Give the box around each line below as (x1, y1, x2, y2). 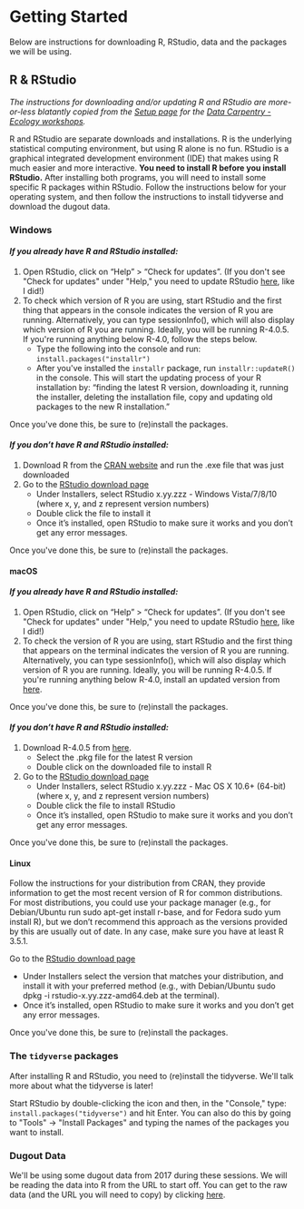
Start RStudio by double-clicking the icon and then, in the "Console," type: (9, 1097, 288, 1108)
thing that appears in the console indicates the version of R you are (22, 304, 274, 315)
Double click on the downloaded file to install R (35, 762, 211, 772)
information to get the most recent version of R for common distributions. (9, 888, 283, 899)
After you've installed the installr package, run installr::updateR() (35, 362, 296, 373)
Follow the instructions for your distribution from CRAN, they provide (9, 878, 266, 889)
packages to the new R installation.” (35, 401, 171, 412)
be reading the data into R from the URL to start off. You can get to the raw (9, 1179, 288, 1190)
